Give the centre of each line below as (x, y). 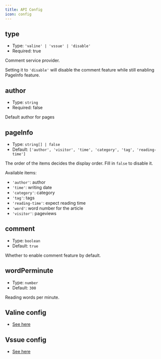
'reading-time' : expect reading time (49, 203)
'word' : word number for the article (47, 208)
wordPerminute (29, 271)
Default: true (25, 246)
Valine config (26, 312)
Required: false (27, 108)
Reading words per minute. (32, 297)
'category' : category (34, 192)
